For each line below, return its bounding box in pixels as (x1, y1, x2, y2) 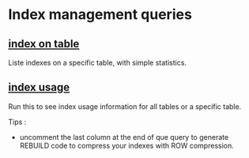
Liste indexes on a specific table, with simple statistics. (8, 58, 187, 67)
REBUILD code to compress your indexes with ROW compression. (19, 141, 235, 150)
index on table (8, 37, 80, 51)
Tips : (8, 117, 27, 126)
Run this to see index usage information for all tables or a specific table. (8, 101, 242, 111)
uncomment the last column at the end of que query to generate (19, 132, 229, 141)
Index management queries (8, 6, 192, 24)
